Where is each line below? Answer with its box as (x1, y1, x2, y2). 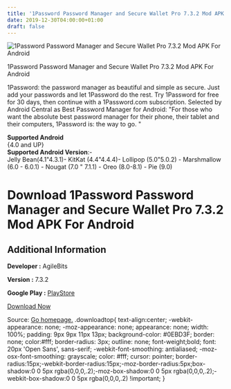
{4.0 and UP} (7, 141, 44, 149)
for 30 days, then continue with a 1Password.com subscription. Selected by (7, 98, 222, 106)
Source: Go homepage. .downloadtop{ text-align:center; (7, 316, 167, 324)
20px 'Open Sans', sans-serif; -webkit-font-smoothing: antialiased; (7, 345, 198, 353)
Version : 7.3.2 (7, 276, 49, 284)
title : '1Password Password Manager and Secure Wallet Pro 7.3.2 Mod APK (7, 10, 225, 17)
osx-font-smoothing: (7, 352, 66, 361)
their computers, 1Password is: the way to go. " (7, 120, 142, 129)
